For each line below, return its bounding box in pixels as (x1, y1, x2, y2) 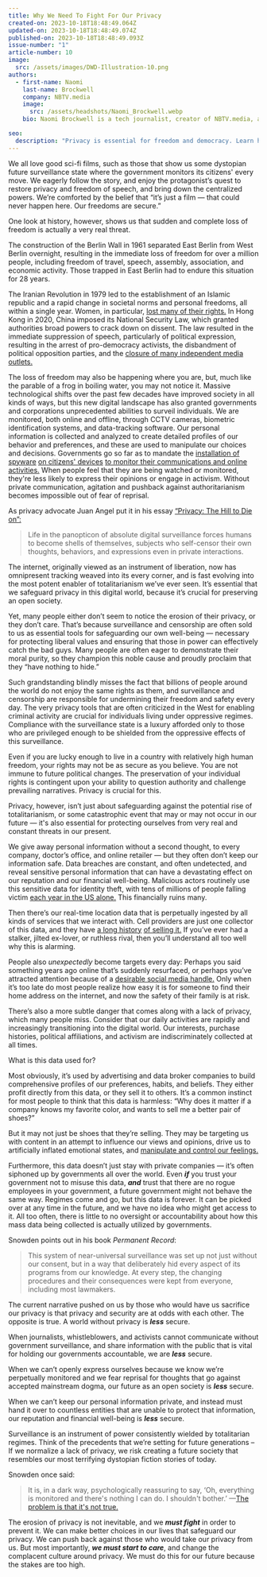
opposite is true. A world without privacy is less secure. (8, 1316, 191, 1326)
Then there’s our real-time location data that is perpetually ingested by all (8, 908, 248, 917)
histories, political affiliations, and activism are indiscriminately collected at (8, 1031, 253, 1041)
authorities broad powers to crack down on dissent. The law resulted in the (8, 323, 254, 332)
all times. (8, 1040, 38, 1049)
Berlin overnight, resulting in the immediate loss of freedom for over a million (8, 248, 259, 258)
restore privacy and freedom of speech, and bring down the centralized (8, 184, 242, 193)
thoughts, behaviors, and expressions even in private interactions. (27, 546, 244, 556)
